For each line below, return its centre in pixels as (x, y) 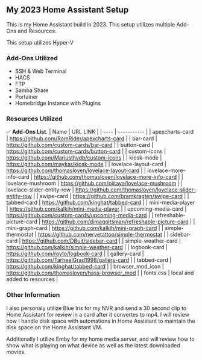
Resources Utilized (34, 119)
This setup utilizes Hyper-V (40, 42)
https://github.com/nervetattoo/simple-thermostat (100, 235)
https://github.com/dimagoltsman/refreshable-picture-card (115, 222)
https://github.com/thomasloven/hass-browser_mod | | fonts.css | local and (100, 273)
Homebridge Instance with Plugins (58, 103)
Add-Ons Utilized (32, 58)
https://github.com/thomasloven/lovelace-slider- (135, 190)
